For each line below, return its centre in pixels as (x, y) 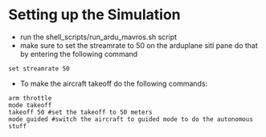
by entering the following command (79, 54)
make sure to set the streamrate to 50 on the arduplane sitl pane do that (139, 45)
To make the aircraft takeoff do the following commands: (114, 83)
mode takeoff (30, 105)
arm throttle (30, 98)
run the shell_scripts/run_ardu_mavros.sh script (98, 37)
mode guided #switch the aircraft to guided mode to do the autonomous (131, 119)
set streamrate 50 (39, 68)
